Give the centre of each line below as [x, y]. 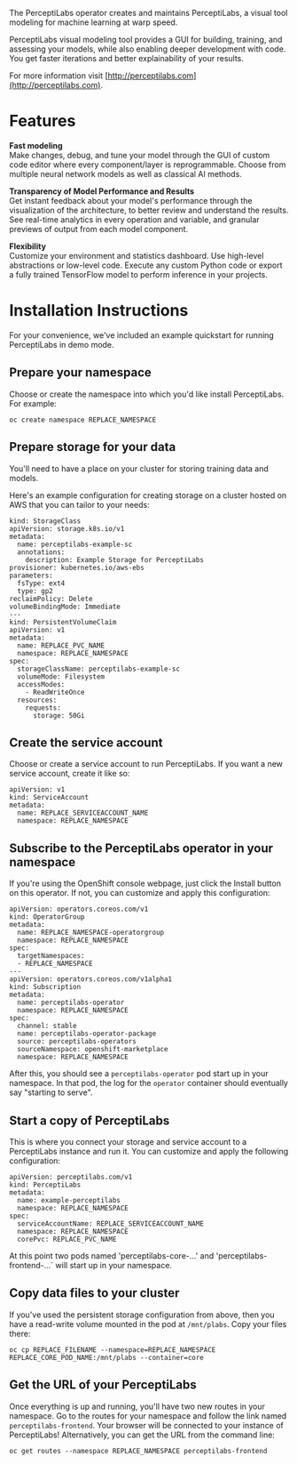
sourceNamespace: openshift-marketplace [93, 1050]
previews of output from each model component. [99, 229]
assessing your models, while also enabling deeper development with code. [148, 49]
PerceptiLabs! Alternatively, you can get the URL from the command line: [142, 1435]
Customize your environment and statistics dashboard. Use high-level [137, 255]
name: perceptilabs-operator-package [87, 1034]
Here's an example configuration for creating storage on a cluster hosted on [148, 495]
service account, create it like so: [70, 774]
